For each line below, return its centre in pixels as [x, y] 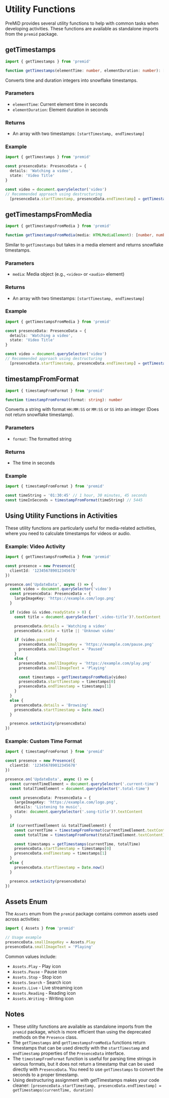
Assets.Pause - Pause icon [40, 971]
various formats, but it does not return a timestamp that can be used [83, 1064]
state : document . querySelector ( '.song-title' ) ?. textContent [78, 812]
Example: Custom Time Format [44, 741]
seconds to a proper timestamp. [46, 1074]
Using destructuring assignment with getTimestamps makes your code [86, 1080]
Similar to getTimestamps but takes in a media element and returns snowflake [84, 245]
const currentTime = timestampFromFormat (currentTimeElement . [81, 830]
